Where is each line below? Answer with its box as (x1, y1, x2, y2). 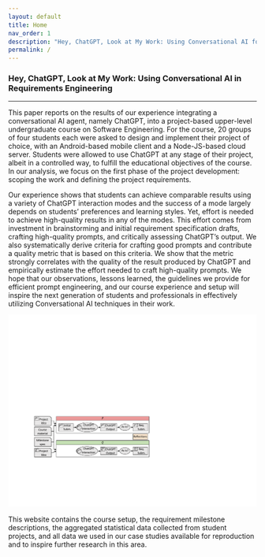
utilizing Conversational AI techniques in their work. (8, 299, 176, 309)
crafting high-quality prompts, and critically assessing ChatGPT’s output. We (8, 232, 257, 242)
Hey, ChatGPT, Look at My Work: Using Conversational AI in (8, 73, 242, 84)
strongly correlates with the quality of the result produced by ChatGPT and (8, 257, 251, 267)
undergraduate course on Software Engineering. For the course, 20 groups (8, 124, 252, 134)
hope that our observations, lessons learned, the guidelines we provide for (8, 274, 251, 284)
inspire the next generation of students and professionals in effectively (8, 291, 238, 300)
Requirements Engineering (8, 83, 113, 94)
